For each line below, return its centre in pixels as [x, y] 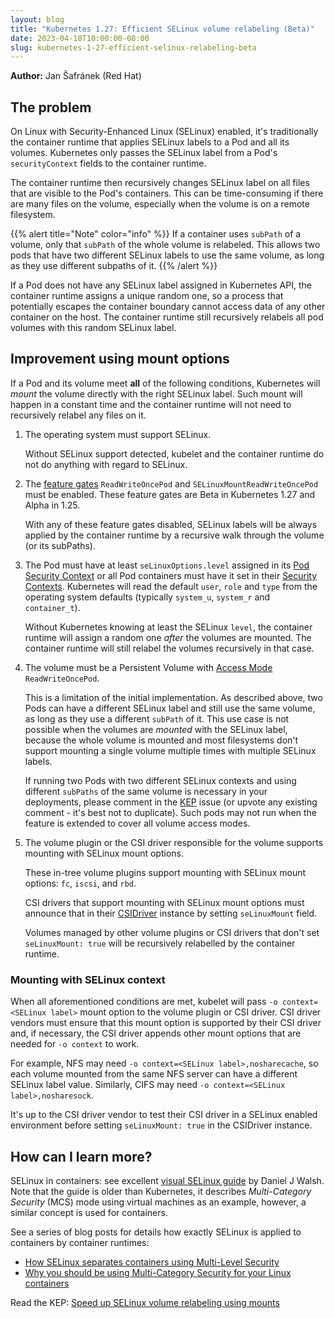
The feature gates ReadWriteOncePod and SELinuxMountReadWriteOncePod [171, 483]
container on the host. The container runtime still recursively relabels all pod [167, 317]
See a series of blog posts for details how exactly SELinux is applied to [156, 1232]
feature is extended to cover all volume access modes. [137, 823]
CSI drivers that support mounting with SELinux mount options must [164, 902]
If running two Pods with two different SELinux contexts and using [160, 780]
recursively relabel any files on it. [78, 415]
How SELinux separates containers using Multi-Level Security [152, 1262]
